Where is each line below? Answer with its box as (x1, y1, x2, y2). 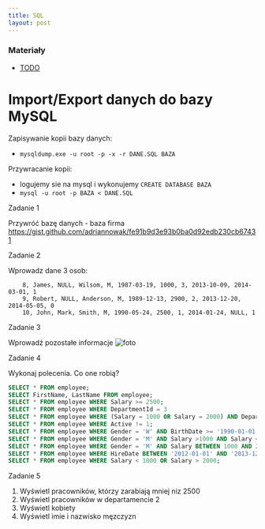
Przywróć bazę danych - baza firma (8, 218, 125, 227)
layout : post (8, 19, 51, 27)
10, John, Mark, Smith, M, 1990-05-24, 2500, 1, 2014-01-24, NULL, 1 (22, 309, 256, 317)
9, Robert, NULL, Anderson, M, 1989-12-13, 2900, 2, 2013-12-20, (22, 295, 242, 302)
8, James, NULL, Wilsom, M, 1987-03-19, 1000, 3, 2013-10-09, (22, 281, 231, 289)
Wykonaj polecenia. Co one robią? (8, 368, 120, 377)
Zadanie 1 (8, 203, 39, 212)
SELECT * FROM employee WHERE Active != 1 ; (8, 420, 154, 429)
